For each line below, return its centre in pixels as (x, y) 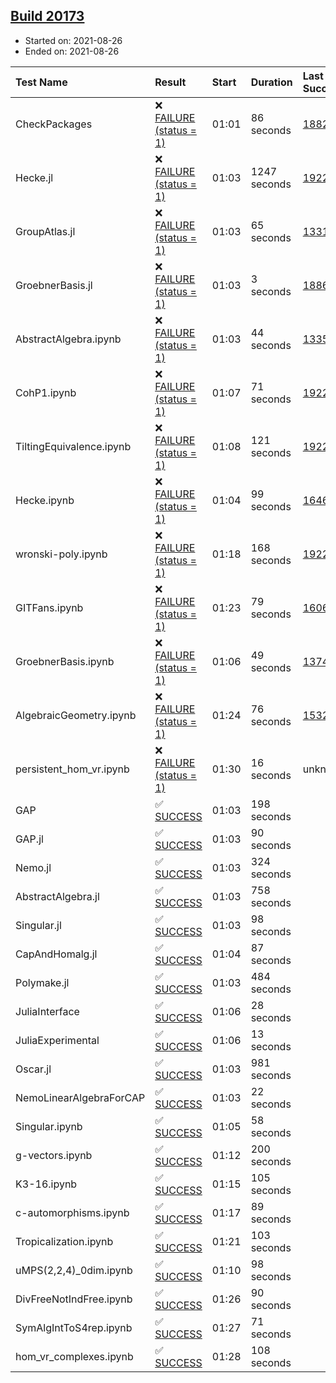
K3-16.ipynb (46, 1184)
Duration (271, 82)
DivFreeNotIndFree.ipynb (74, 1299)
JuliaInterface (47, 1011)
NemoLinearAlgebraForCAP (80, 1097)
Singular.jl (38, 925)
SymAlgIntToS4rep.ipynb (74, 1327)
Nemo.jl (33, 867)
